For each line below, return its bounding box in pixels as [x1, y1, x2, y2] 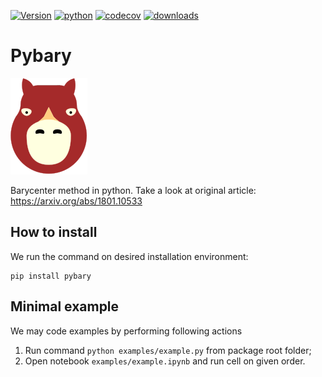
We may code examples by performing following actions [10, 325, 243, 337]
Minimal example [10, 298, 120, 315]
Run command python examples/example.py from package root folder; [24, 344, 312, 356]
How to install [10, 224, 98, 241]
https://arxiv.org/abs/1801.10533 [10, 195, 143, 207]
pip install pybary [10, 271, 92, 281]
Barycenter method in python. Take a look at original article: [10, 184, 257, 196]
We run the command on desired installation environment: [10, 250, 249, 262]
